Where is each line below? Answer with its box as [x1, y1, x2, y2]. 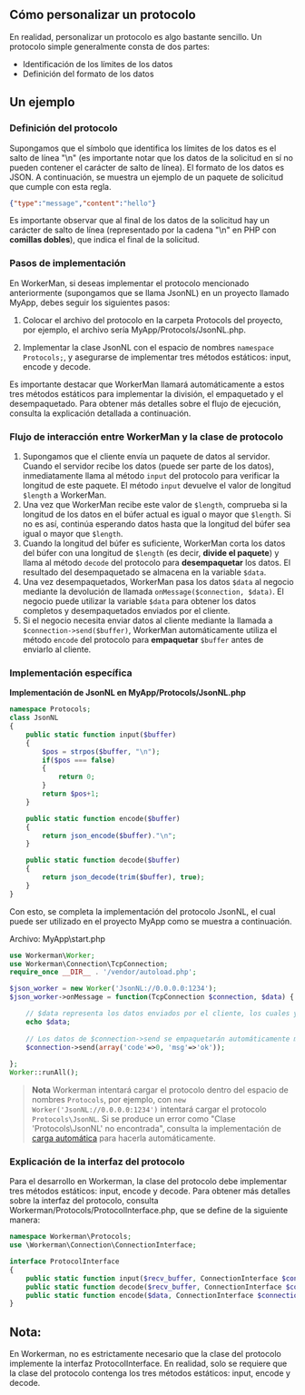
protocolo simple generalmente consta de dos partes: [9, 41, 211, 52]
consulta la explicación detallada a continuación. [9, 408, 192, 419]
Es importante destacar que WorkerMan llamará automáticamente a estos [9, 379, 285, 390]
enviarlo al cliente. [22, 644, 92, 655]
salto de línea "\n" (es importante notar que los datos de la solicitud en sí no [9, 152, 293, 163]
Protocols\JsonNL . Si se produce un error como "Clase [31, 1113, 236, 1124]
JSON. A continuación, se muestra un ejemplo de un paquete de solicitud [9, 172, 284, 183]
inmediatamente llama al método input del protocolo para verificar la [22, 470, 280, 480]
